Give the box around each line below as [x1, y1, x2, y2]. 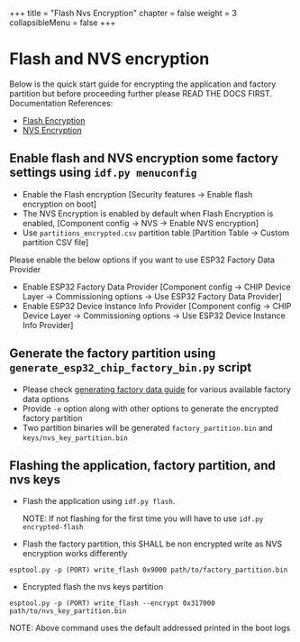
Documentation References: [9, 97, 114, 108]
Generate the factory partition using [9, 346, 216, 362]
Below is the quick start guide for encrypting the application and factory [9, 78, 277, 89]
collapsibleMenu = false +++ [9, 17, 116, 28]
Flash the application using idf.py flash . [22, 496, 176, 507]
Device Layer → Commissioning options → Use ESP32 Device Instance [22, 310, 286, 321]
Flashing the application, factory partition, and [9, 457, 277, 472]
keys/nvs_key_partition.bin [22, 433, 128, 443]
